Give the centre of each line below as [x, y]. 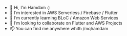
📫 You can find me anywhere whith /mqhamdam [59, 28]
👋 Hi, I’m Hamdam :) [30, 8]
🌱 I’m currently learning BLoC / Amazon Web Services [64, 18]
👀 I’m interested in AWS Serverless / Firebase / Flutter [64, 13]
